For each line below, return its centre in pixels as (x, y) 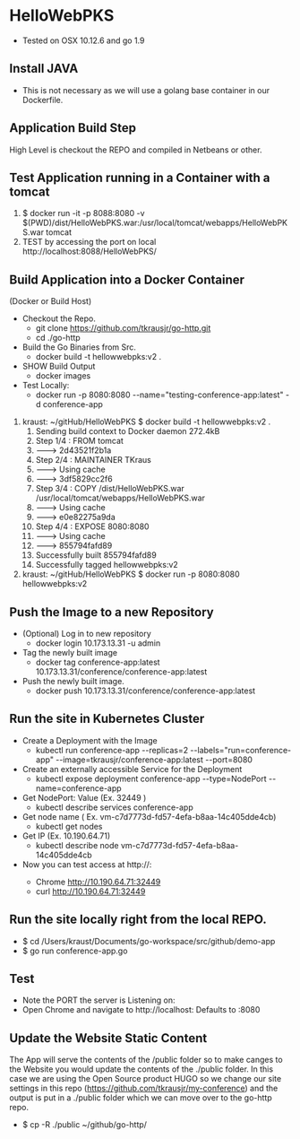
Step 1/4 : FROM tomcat (79, 441)
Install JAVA (44, 69)
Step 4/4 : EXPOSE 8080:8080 (92, 526)
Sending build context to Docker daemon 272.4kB (128, 431)
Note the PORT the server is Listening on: (99, 1000)
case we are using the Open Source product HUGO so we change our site (146, 1079)
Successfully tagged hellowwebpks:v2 (107, 565)
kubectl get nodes (69, 826)
